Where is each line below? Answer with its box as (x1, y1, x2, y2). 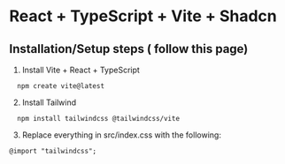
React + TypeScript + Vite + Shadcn (9, 6, 277, 26)
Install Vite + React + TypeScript (21, 64, 140, 75)
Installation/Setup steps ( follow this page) (9, 41, 249, 56)
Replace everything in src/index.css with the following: (21, 130, 221, 140)
